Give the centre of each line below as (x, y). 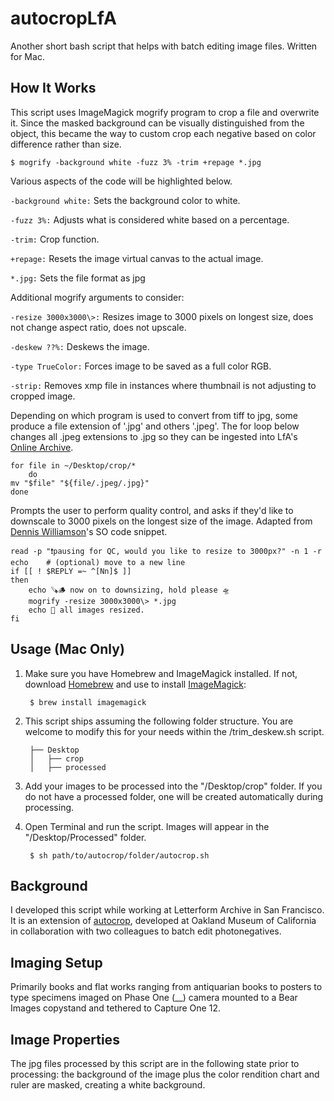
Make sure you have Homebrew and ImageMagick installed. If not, (161, 673)
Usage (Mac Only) (67, 649)
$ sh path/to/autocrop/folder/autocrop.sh (119, 855)
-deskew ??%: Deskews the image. (80, 346)
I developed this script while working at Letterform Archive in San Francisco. (167, 910)
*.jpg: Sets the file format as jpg (78, 278)
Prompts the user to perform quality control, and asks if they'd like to (152, 510)
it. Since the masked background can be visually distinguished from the (157, 123)
